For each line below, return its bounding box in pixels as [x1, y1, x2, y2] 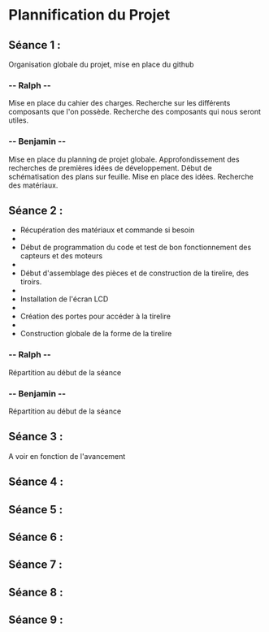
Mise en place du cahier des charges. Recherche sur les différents [8, 98, 231, 108]
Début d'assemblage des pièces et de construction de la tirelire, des [20, 268, 249, 278]
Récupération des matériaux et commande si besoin [20, 225, 195, 235]
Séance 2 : [8, 203, 63, 217]
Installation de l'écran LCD [20, 294, 109, 304]
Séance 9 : [8, 613, 63, 627]
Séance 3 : [8, 430, 63, 444]
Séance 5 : [8, 502, 63, 517]
